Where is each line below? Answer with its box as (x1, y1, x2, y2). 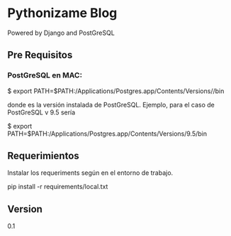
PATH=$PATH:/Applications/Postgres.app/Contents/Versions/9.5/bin (7, 129, 208, 138)
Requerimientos (7, 150, 79, 162)
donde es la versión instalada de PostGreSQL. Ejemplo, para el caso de (7, 100, 215, 109)
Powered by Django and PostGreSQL (7, 28, 115, 37)
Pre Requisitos (7, 49, 73, 61)
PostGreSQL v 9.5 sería (7, 108, 76, 117)
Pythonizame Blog (7, 5, 118, 21)
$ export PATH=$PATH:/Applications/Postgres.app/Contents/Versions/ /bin (7, 87, 225, 95)
